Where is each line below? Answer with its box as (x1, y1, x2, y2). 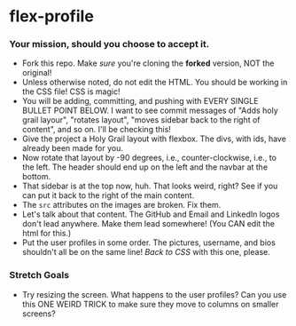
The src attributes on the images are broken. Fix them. (21, 200, 222, 211)
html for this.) (21, 228, 72, 239)
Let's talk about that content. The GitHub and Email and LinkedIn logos (21, 209, 280, 219)
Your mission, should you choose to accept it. (9, 38, 210, 51)
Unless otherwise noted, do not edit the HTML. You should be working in (21, 77, 288, 88)
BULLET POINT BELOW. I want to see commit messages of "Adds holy (21, 105, 279, 116)
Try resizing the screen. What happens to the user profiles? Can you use (21, 289, 287, 299)
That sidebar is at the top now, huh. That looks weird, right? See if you (21, 180, 278, 192)
